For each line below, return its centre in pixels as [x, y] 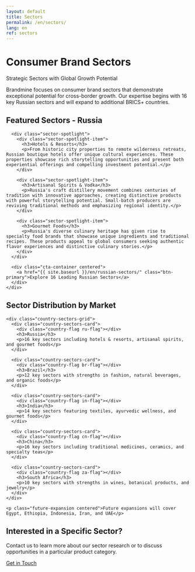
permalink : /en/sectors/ [36, 22]
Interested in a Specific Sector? [64, 531]
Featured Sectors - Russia [54, 120]
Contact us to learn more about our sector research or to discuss [84, 545]
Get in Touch [21, 563]
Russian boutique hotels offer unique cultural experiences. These [90, 154]
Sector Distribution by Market [61, 306]
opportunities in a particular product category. [62, 552]
